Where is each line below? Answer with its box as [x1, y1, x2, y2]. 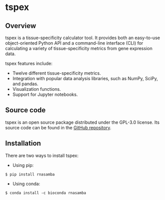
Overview [5, 22, 37, 30]
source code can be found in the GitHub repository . [5, 124, 112, 130]
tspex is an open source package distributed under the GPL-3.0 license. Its [5, 119, 159, 125]
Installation [5, 139, 41, 148]
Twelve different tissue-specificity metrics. [12, 70, 101, 76]
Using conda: [12, 180, 40, 186]
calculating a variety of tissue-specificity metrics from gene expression [5, 46, 153, 51]
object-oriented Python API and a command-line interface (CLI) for [5, 40, 143, 46]
